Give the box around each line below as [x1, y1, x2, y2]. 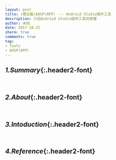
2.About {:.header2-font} [5, 93, 83, 101]
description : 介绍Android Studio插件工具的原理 [5, 16, 97, 21]
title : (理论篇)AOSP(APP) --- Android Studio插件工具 [5, 12, 112, 17]
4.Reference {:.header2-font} [5, 147, 96, 156]
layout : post [5, 7, 32, 12]
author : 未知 [5, 20, 30, 26]
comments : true [5, 35, 36, 40]
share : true [5, 30, 29, 35]
